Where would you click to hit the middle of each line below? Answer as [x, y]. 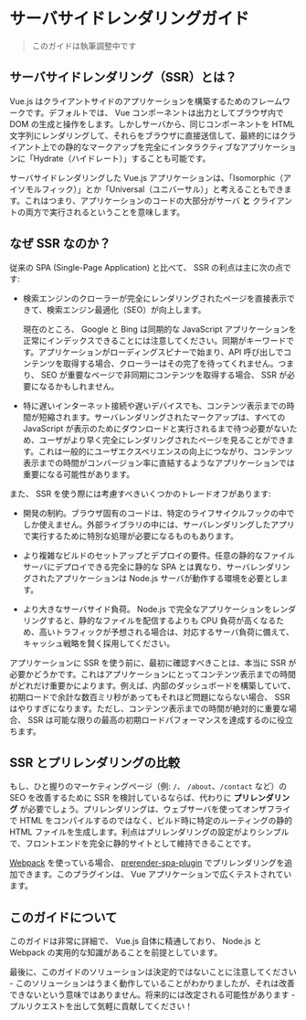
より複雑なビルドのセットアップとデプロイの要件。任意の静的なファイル [158, 555]
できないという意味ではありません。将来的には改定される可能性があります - [152, 995]
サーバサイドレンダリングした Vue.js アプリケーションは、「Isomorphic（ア [151, 177]
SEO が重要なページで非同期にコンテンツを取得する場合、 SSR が [164, 375]
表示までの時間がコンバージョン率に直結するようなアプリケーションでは [158, 462]
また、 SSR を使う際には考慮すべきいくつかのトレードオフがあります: [140, 494]
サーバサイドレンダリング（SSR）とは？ [123, 77]
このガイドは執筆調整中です [84, 46]
